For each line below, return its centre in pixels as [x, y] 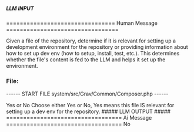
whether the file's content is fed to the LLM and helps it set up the [86, 60]
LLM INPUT [20, 8]
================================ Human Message [82, 23]
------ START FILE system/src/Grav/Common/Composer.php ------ [87, 94]
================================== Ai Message [79, 118]
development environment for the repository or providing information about [97, 47]
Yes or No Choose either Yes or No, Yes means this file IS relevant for [90, 105]
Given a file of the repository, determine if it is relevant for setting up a [91, 41]
